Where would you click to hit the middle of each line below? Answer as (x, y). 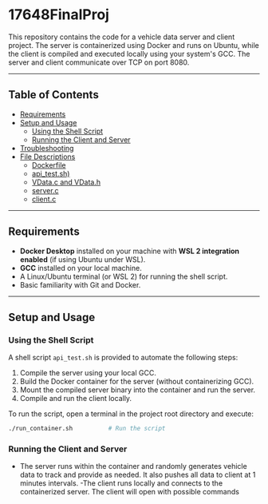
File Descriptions (47, 157)
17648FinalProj (59, 15)
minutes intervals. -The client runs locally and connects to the (121, 483)
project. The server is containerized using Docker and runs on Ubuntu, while (134, 45)
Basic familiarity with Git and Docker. (80, 284)
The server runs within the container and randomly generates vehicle (133, 466)
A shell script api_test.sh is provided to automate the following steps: (123, 358)
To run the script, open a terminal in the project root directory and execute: (131, 414)
